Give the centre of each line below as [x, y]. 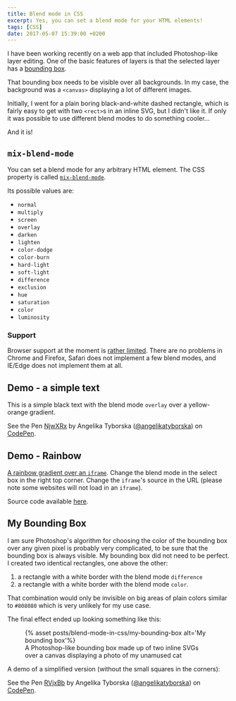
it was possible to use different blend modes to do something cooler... [108, 119]
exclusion [32, 288]
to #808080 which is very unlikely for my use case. [79, 605]
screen [27, 220]
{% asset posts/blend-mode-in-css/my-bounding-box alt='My [116, 633]
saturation [33, 303]
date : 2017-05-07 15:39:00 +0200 [56, 34]
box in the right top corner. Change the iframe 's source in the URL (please [115, 480]
